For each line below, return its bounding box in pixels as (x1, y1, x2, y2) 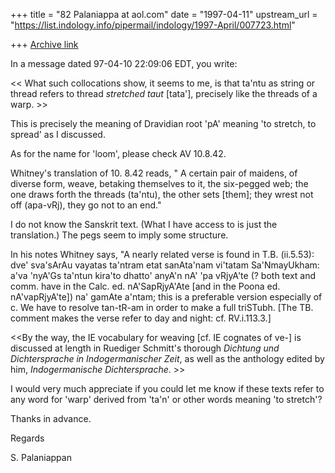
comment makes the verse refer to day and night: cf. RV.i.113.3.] (10, 312, 272, 324)
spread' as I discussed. (10, 129, 106, 140)
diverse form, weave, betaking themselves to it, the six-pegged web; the (10, 178, 309, 189)
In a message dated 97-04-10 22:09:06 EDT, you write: (10, 58, 238, 69)
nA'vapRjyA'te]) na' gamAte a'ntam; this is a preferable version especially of (10, 291, 323, 303)
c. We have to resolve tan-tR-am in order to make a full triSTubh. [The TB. (10, 302, 314, 313)
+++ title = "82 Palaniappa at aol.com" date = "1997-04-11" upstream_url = (10, 9, 318, 20)
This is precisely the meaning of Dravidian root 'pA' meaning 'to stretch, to (10, 118, 317, 129)
